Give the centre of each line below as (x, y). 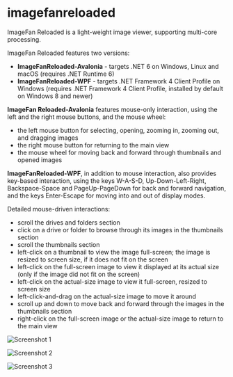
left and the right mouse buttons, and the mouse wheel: (87, 117)
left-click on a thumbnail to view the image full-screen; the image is (114, 252)
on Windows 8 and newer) (55, 96)
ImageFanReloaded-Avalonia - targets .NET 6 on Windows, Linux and (118, 66)
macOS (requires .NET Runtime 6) (66, 74)
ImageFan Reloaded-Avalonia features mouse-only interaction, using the (112, 109)
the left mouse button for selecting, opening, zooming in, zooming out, (118, 130)
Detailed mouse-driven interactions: (58, 209)
